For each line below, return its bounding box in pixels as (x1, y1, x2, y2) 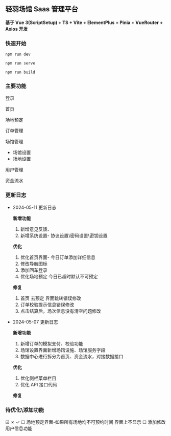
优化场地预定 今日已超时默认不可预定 (20, 273, 98, 279)
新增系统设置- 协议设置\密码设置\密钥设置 (20, 232, 108, 238)
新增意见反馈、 (20, 226, 52, 232)
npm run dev (5, 52, 31, 57)
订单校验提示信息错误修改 (20, 301, 75, 308)
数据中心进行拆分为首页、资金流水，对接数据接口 (20, 353, 124, 359)
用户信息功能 (5, 425, 32, 431)
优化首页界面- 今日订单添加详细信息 (20, 254, 95, 260)
